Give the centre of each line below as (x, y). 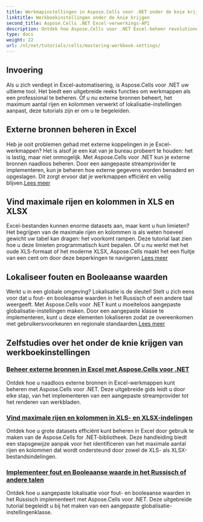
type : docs (20, 35)
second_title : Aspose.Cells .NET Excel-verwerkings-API (78, 23)
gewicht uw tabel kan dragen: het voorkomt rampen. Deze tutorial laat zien (99, 239)
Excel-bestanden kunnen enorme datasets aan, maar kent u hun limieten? (98, 226)
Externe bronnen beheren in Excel (72, 130)
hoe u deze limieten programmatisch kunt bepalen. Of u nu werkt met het (97, 245)
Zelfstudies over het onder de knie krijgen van (95, 343)
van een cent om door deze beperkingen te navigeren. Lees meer (87, 258)
